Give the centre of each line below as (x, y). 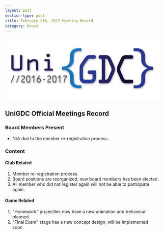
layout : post (18, 10)
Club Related (18, 163)
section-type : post (25, 15)
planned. (21, 217)
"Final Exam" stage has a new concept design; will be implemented (80, 222)
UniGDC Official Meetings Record (57, 114)
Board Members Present (35, 128)
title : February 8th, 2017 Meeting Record (49, 21)
